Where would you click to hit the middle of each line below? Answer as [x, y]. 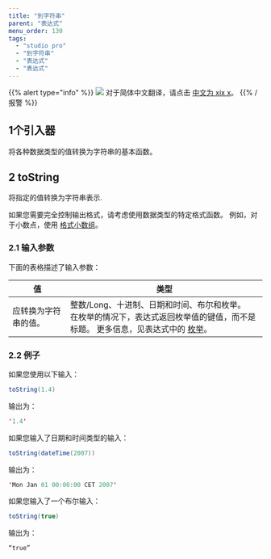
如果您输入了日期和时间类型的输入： [69, 438]
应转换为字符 [37, 310]
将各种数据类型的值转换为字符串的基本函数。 [83, 151]
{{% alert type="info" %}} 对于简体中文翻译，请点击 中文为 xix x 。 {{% [131, 92]
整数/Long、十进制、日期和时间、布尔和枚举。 [158, 305]
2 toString [34, 177]
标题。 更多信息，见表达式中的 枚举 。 [141, 329]
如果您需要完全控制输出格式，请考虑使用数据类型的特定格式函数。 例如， [129, 215]
